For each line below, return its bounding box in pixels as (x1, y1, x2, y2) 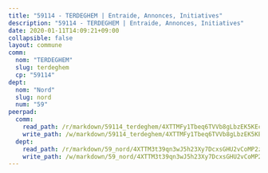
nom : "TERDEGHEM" (15, 57, 73, 65)
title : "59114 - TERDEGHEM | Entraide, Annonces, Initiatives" (8, 11, 223, 20)
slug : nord (15, 93, 52, 101)
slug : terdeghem (15, 64, 69, 72)
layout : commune (8, 41, 62, 49)
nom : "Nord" (15, 85, 56, 94)
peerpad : (8, 108, 37, 116)
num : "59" (15, 100, 48, 108)
